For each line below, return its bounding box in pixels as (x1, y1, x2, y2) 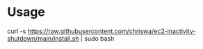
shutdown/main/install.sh (7, 34, 79, 42)
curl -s (7, 27, 26, 35)
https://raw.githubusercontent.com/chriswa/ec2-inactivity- (27, 27, 196, 35)
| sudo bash (80, 34, 115, 42)
